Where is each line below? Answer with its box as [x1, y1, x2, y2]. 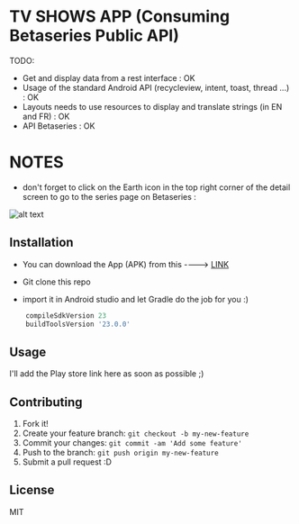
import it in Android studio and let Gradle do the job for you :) [22, 294, 249, 304]
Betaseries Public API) [9, 25, 180, 46]
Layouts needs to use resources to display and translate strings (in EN [22, 101, 283, 112]
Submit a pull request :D [22, 456, 113, 467]
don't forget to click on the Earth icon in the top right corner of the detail [22, 182, 291, 193]
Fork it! [22, 419, 50, 429]
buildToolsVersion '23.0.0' [25, 320, 131, 329]
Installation [9, 235, 74, 250]
